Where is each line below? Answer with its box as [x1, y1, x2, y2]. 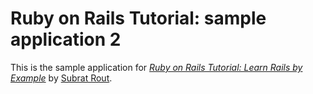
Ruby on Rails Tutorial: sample [10, 7, 267, 30]
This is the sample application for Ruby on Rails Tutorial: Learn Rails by [10, 61, 303, 73]
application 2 [10, 28, 122, 51]
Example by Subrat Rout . [10, 72, 113, 84]
